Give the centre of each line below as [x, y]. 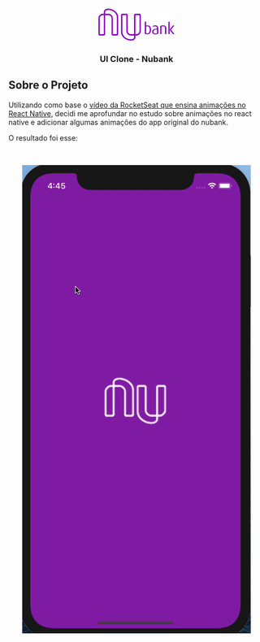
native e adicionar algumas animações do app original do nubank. [119, 122]
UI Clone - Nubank [136, 59]
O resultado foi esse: [43, 137]
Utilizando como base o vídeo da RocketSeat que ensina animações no [127, 105]
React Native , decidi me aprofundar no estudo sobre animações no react [130, 113]
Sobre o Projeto [48, 85]
